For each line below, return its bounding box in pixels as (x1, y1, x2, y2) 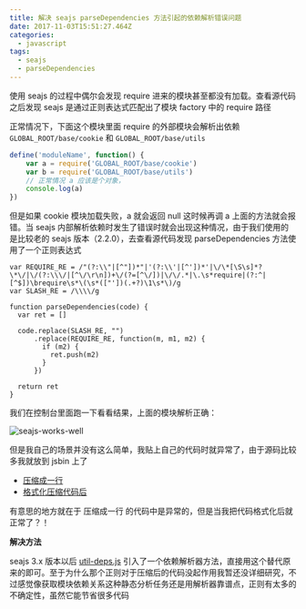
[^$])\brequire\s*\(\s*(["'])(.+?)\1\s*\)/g (9, 279, 181, 288)
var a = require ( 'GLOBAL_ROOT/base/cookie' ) (25, 158, 198, 168)
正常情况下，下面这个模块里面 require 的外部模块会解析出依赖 (9, 120, 240, 132)
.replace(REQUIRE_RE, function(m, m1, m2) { (33, 334, 206, 344)
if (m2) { (42, 342, 79, 351)
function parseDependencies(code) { (9, 302, 148, 312)
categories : (9, 30, 55, 39)
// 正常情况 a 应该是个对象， (25, 176, 126, 185)
